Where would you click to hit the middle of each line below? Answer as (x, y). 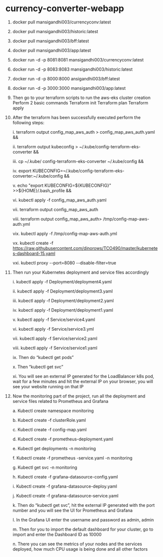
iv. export (22, 171)
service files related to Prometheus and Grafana (60, 401)
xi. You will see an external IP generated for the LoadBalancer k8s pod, (83, 376)
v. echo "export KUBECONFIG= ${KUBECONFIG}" (62, 185)
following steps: (28, 122)
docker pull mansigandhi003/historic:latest (55, 31)
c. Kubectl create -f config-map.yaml (49, 429)
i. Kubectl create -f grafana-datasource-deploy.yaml (65, 486)
